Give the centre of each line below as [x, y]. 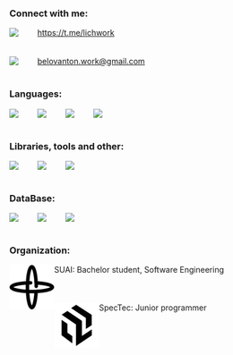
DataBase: [32, 198]
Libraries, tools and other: [67, 146]
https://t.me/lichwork [76, 33]
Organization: [40, 250]
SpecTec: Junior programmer [153, 308]
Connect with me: [49, 13]
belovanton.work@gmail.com [91, 62]
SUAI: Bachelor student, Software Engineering [139, 270]
